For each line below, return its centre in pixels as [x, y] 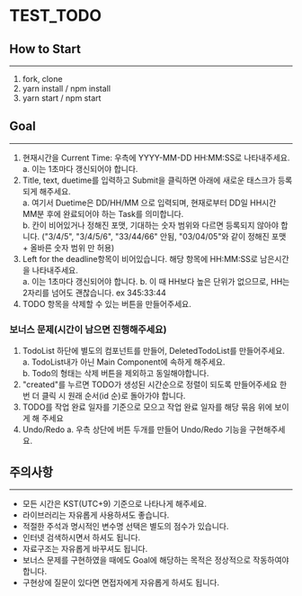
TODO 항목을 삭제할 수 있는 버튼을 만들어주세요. [107, 303]
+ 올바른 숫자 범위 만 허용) [68, 248]
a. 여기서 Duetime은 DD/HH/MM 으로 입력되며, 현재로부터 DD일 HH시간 [149, 203]
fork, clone [42, 79]
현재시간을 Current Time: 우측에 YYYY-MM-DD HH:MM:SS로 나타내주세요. [156, 158]
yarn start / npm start [62, 98]
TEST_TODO [55, 16]
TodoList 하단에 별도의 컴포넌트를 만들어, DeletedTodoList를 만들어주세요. [154, 351]
